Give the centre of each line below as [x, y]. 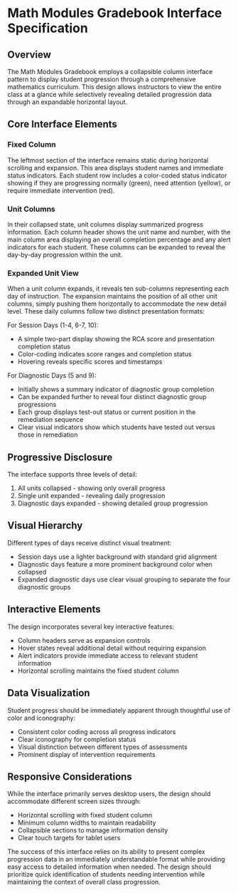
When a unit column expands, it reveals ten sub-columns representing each [118, 289]
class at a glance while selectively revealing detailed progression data [109, 94]
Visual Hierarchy [45, 526]
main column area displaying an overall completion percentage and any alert [119, 239]
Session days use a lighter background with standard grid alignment [117, 557]
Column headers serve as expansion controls [84, 640]
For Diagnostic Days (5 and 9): [52, 376]
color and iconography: [42, 718]
